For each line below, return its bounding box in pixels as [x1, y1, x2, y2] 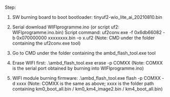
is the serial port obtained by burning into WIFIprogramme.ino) [12, 66, 144, 71]
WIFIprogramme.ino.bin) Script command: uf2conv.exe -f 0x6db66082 [12, 29, 162, 35]
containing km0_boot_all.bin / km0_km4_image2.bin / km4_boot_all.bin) [12, 86, 163, 92]
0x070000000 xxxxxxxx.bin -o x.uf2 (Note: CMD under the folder [16, 35, 155, 41]
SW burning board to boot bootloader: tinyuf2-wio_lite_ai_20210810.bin [12, 14, 162, 20]
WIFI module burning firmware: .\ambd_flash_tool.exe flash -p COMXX [12, 75, 161, 81]
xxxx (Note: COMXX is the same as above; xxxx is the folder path [16, 81, 154, 86]
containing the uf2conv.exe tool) [12, 40, 81, 46]
